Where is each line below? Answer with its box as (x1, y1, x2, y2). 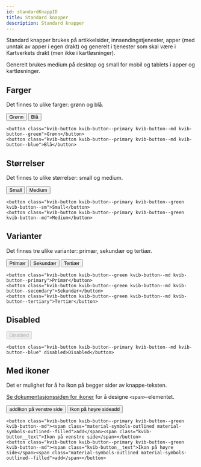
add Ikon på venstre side (9, 406, 63, 413)
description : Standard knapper (6, 20, 85, 26)
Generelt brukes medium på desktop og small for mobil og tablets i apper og (6, 61, 196, 68)
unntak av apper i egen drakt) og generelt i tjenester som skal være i (6, 43, 176, 50)
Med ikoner (6, 366, 50, 376)
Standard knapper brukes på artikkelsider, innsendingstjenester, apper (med (6, 37, 195, 44)
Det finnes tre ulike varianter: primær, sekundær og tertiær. (6, 247, 152, 254)
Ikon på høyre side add (70, 406, 120, 413)
